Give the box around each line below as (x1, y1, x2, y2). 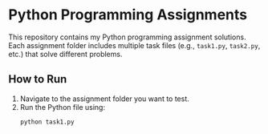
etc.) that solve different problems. (8, 49, 123, 59)
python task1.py (19, 118, 75, 126)
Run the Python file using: (19, 102, 106, 112)
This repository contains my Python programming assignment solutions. (8, 32, 246, 42)
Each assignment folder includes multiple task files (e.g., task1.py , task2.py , (8, 40, 261, 50)
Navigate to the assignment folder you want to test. (19, 94, 190, 104)
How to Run (8, 72, 67, 86)
